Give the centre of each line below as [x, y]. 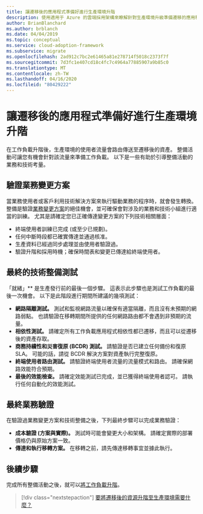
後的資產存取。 [34, 338]
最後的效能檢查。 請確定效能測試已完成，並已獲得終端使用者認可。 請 [101, 376]
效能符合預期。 [39, 369]
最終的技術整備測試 [42, 272]
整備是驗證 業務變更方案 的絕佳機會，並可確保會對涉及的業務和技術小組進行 [99, 208]
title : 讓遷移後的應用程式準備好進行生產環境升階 [61, 12]
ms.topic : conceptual [34, 40]
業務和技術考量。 [27, 164]
